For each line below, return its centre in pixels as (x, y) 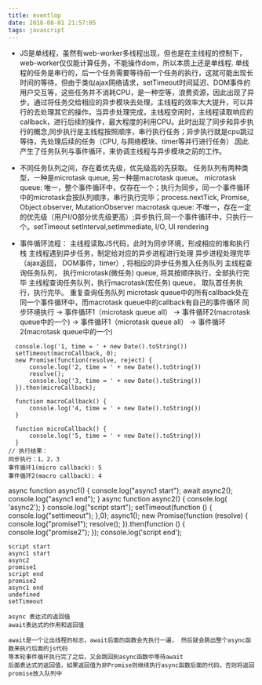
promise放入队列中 (35, 674)
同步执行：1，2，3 (34, 460)
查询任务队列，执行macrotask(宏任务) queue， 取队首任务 (143, 282)
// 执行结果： (28, 451)
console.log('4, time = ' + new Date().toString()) (115, 409)
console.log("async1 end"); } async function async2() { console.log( (118, 499)
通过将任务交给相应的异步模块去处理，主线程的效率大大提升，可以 (140, 102)
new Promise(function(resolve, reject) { (84, 361)
